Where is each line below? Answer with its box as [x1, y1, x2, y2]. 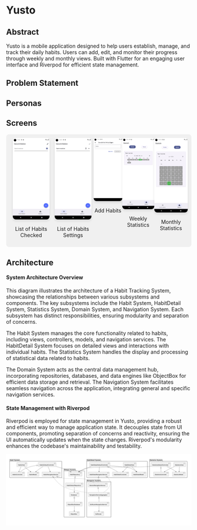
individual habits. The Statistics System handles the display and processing [6, 348, 188, 355]
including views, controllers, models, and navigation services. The [6, 336, 166, 343]
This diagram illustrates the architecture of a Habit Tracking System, [6, 287, 171, 294]
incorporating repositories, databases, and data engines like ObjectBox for [6, 373, 186, 380]
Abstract [6, 27, 39, 37]
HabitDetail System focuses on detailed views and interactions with [6, 342, 169, 350]
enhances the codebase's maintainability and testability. [6, 442, 142, 450]
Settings [62, 232, 84, 239]
